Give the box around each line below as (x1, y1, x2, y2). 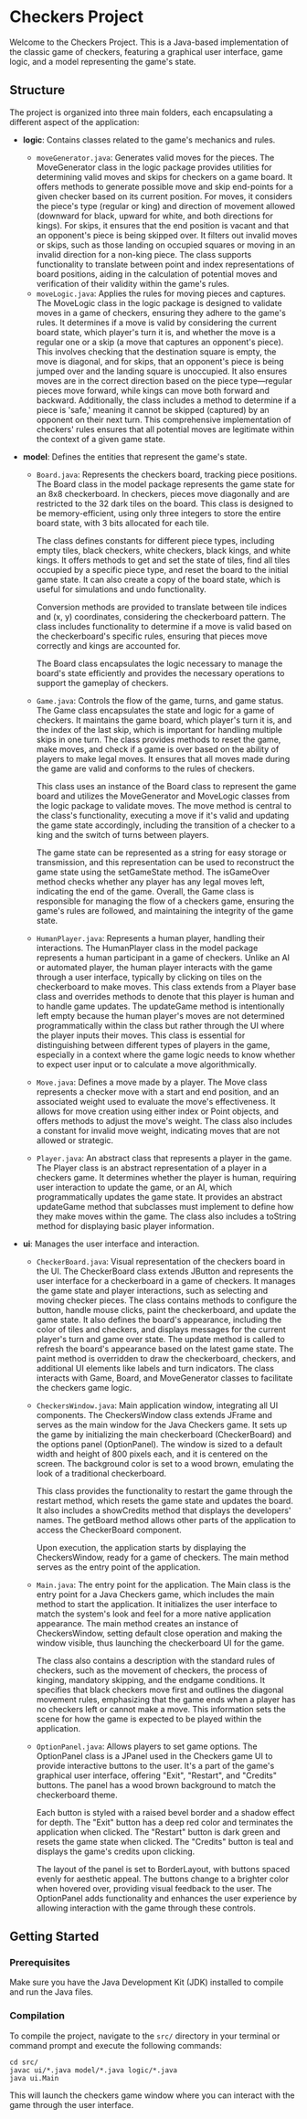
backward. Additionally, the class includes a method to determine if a (36, 395, 297, 406)
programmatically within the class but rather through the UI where (36, 1020, 285, 1031)
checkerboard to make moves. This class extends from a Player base (36, 980, 297, 992)
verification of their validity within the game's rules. (36, 278, 230, 289)
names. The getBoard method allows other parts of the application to (36, 1514, 297, 1525)
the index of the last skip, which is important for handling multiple (36, 724, 283, 735)
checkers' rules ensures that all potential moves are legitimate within (36, 423, 295, 435)
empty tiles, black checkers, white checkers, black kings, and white (36, 545, 291, 556)
